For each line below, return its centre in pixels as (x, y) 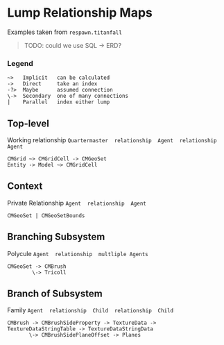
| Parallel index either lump (59, 102)
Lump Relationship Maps (80, 13)
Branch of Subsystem (55, 294)
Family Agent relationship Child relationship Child (91, 310)
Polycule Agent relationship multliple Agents (78, 253)
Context (25, 186)
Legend (20, 63)
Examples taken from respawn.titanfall (65, 32)
